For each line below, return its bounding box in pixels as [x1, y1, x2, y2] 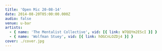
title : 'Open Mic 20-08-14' [5, 7, 62, 12]
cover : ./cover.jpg [5, 39, 45, 44]
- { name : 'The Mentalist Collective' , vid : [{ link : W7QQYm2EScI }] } [9, 30, 158, 34]
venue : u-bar [5, 20, 32, 26]
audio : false [5, 16, 32, 21]
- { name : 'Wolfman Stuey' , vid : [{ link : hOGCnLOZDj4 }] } [9, 34, 133, 39]
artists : [5, 25, 23, 30]
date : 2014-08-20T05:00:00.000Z [5, 12, 70, 17]
